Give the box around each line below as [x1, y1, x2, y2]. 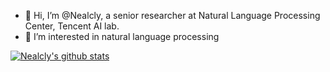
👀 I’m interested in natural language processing [24, 31, 220, 42]
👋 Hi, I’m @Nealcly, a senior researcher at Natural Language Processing [24, 10, 321, 21]
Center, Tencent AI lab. [24, 20, 120, 32]
